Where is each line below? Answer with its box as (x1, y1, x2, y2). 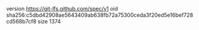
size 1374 (37, 18, 61, 25)
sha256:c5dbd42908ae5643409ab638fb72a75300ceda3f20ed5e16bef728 (6, 11, 194, 19)
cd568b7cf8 (6, 18, 37, 25)
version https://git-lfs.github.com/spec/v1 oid (6, 5, 118, 12)
